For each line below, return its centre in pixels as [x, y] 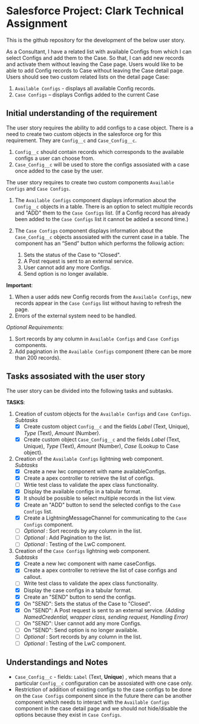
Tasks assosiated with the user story [76, 377]
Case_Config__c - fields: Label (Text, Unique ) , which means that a [95, 676]
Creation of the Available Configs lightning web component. [89, 458]
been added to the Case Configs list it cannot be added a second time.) [102, 219]
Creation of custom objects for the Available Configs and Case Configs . [103, 414]
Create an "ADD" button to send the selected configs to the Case [102, 505]
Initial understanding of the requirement [82, 113]
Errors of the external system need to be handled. [75, 316]
